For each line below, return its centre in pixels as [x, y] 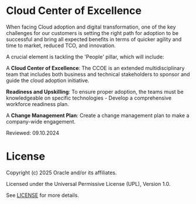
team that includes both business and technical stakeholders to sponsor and [98, 74]
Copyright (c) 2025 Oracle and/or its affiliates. [61, 173]
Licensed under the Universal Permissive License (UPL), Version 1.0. [88, 184]
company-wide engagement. [41, 121]
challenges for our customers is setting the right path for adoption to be [92, 33]
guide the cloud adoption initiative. [48, 80]
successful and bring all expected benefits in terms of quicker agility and [94, 39]
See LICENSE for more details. [43, 195]
